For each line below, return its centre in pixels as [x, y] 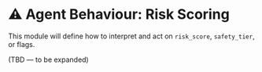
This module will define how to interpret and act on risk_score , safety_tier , [131, 36]
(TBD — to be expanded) [48, 59]
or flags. [22, 44]
